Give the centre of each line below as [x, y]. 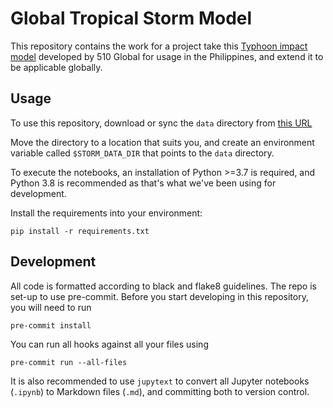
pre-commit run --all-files [69, 362]
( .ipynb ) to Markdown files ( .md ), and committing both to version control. [160, 391]
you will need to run [51, 307]
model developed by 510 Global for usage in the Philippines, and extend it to [167, 56]
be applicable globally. [56, 67]
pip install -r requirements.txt [80, 231]
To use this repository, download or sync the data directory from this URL [161, 123]
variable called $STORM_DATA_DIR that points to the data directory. [142, 153]
